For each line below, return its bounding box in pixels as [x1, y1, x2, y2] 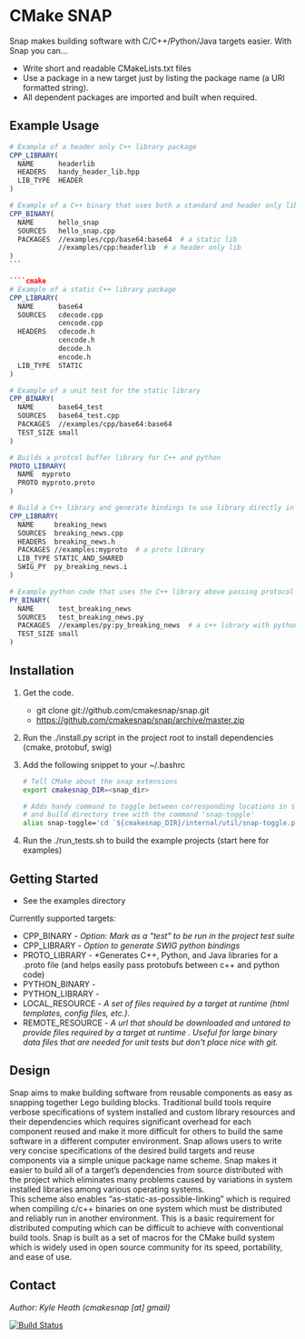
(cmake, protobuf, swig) [22, 742, 113, 753]
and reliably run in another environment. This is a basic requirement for [9, 1213, 275, 1224]
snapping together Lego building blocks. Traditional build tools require [9, 1096, 272, 1107]
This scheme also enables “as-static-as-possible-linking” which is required [9, 1193, 290, 1204]
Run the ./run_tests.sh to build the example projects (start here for [22, 835, 270, 846]
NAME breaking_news [17, 520, 107, 529]
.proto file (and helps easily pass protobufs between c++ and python [22, 960, 280, 970]
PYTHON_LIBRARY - [22, 988, 100, 999]
